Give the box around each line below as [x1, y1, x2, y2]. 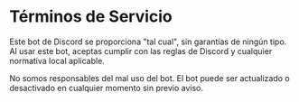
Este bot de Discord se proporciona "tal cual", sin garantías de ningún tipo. [9, 36, 287, 47]
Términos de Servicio [9, 6, 173, 27]
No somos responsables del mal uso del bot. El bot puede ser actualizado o [9, 72, 291, 83]
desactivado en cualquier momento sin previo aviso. [9, 82, 203, 93]
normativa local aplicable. [9, 55, 106, 66]
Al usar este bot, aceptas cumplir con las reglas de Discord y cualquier [9, 45, 273, 56]
